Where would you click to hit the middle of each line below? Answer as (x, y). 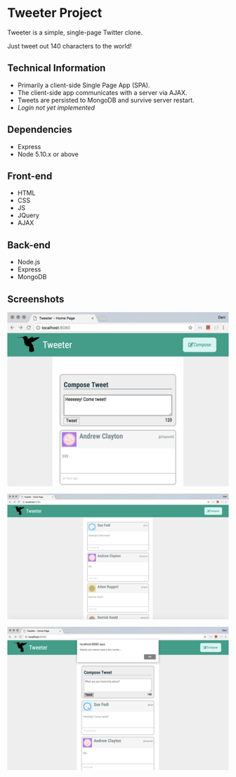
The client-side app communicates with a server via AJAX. (102, 92)
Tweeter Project (55, 13)
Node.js (29, 262)
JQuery (28, 215)
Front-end (30, 176)
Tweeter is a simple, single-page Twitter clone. (75, 32)
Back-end (29, 245)
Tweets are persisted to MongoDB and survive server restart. (106, 100)
